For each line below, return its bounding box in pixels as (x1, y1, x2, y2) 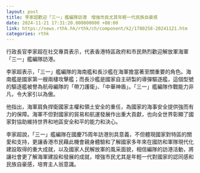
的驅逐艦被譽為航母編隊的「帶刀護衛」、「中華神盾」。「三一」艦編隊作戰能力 (6, 83, 189, 90)
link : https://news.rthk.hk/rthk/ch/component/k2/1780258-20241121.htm (6, 25, 187, 32)
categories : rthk (6, 31, 49, 37)
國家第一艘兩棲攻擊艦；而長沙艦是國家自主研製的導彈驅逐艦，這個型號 (21, 76, 194, 83)
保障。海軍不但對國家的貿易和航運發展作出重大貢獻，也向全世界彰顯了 (16, 111, 189, 118)
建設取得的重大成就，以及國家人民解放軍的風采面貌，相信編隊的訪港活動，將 (6, 146, 194, 153)
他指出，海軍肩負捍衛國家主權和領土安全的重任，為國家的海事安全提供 (6, 103, 179, 110)
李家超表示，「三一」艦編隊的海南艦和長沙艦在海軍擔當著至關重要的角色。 (6, 68, 186, 75)
